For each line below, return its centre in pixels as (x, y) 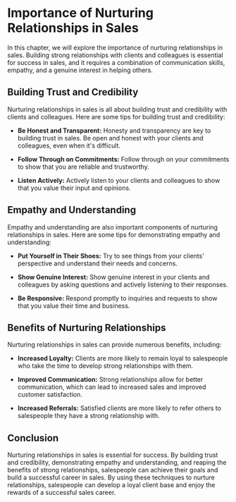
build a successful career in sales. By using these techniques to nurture (111, 477)
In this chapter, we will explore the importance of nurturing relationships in (115, 47)
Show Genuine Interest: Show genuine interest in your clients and (113, 277)
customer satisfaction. (50, 395)
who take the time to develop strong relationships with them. (105, 366)
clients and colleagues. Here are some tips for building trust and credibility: (116, 116)
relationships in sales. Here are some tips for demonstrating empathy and (114, 234)
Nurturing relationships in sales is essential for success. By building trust (113, 455)
